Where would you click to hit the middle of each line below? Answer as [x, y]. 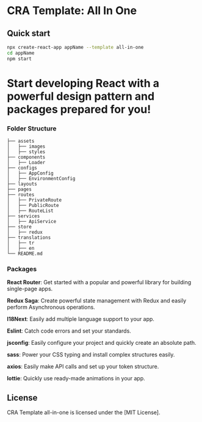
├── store [20, 227]
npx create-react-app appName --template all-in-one [75, 47]
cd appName [21, 53]
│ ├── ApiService [32, 222]
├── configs [22, 168]
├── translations [29, 238]
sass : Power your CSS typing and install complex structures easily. [91, 355]
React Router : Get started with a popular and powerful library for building [99, 282]
